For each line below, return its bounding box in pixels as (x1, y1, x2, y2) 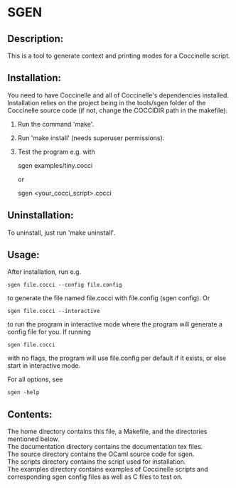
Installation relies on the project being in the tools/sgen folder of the (7, 98, 206, 107)
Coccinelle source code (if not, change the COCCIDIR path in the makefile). (7, 106, 228, 115)
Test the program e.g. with (17, 147, 96, 156)
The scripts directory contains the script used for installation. (7, 457, 186, 466)
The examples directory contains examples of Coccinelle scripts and (7, 465, 208, 474)
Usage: (7, 249, 41, 261)
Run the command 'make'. (17, 120, 95, 128)
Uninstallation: (7, 209, 74, 221)
